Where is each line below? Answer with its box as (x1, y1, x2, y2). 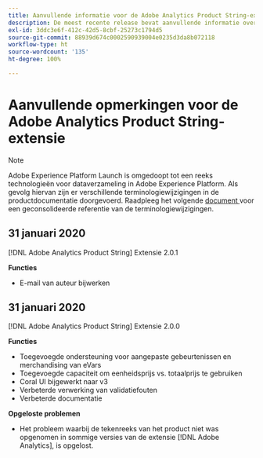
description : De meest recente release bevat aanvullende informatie (8, 19, 240, 27)
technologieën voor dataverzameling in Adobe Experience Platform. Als (8, 178, 239, 189)
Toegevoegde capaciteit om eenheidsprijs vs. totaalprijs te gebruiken (19, 368, 243, 378)
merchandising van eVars (19, 361, 102, 370)
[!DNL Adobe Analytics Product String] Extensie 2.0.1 (8, 247, 178, 257)
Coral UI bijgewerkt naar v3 (19, 377, 108, 387)
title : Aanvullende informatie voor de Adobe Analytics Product (8, 11, 222, 20)
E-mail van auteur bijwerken (19, 278, 110, 288)
